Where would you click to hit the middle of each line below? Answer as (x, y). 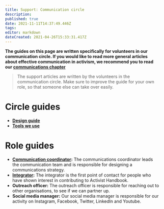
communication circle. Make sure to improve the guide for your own (86, 81)
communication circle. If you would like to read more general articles (77, 56)
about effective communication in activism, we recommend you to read (79, 62)
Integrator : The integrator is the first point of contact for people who (82, 175)
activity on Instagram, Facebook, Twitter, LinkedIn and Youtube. (77, 201)
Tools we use (26, 126)
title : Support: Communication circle (45, 10)
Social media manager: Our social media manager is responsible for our (85, 196)
